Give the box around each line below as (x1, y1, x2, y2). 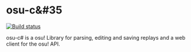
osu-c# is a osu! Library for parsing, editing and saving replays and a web (6, 34, 186, 41)
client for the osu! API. (6, 40, 60, 47)
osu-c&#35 (6, 4, 63, 17)
